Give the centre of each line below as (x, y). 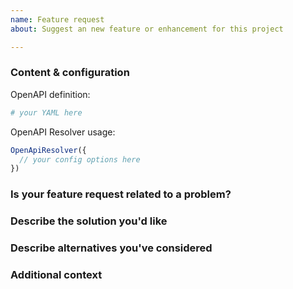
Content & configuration (70, 73)
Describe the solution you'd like (89, 221)
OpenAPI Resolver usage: (63, 132)
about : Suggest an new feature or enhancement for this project (147, 29)
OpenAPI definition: (50, 94)
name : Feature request (57, 19)
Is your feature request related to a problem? (121, 194)
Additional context (56, 274)
